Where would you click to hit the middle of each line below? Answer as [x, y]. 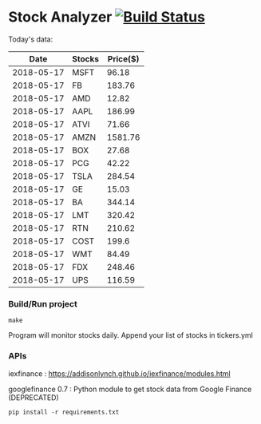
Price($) [123, 58]
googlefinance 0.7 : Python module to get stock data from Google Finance [130, 389]
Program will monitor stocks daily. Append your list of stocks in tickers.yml [130, 335]
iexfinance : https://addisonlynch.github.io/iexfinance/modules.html [119, 373]
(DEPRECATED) [34, 397]
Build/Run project [43, 303]
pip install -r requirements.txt [64, 412]
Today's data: [31, 39]
